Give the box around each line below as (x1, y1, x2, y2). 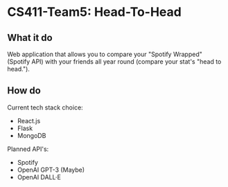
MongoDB (17, 131, 46, 139)
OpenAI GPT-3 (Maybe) (17, 166, 85, 174)
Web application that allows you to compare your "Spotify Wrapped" (7, 50, 203, 58)
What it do (7, 32, 53, 44)
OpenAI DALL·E (17, 172, 61, 181)
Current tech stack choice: (7, 103, 83, 112)
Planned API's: (7, 145, 49, 153)
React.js (17, 116, 41, 125)
